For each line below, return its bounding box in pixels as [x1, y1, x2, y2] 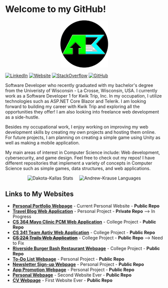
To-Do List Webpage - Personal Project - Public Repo [12, 256, 124, 262]
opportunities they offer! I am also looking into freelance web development [5, 109, 159, 115]
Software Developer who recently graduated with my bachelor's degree [5, 82, 153, 88]
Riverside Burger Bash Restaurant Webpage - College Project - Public [12, 245, 160, 251]
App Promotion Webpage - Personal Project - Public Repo [12, 266, 134, 272]
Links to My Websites [5, 189, 74, 198]
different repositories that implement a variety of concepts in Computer [5, 160, 152, 166]
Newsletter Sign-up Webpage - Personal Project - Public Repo [12, 261, 144, 267]
